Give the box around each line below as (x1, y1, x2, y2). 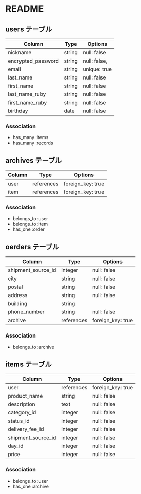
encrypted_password (8, 57, 59, 64)
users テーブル (5, 25, 52, 33)
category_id (8, 409, 36, 416)
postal (8, 283, 23, 290)
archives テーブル (5, 156, 62, 165)
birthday (8, 107, 28, 114)
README (5, 3, 44, 15)
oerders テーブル (5, 242, 59, 251)
